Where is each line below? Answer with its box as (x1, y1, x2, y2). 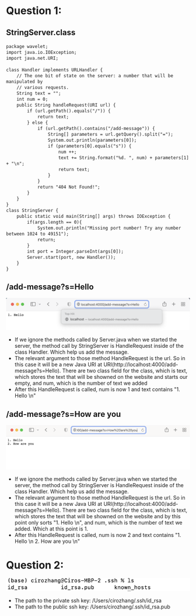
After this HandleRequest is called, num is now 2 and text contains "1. (14, 532, 181, 539)
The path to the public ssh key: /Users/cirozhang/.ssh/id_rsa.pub (14, 603, 171, 610)
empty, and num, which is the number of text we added (14, 379, 148, 387)
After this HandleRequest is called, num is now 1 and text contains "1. (14, 386, 180, 393)
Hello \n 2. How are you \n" (14, 538, 80, 545)
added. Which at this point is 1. (14, 525, 89, 532)
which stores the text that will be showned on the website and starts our (14, 374, 188, 381)
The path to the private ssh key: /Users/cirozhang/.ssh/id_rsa (14, 597, 162, 604)
